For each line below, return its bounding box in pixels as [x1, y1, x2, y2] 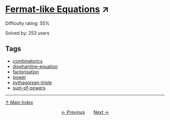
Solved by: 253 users [5, 30, 50, 36]
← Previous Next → [61, 109, 109, 115]
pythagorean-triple [12, 79, 52, 85]
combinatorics [12, 58, 43, 64]
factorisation [12, 69, 39, 75]
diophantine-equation [12, 63, 58, 69]
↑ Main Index [5, 99, 33, 105]
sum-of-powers [12, 85, 46, 91]
